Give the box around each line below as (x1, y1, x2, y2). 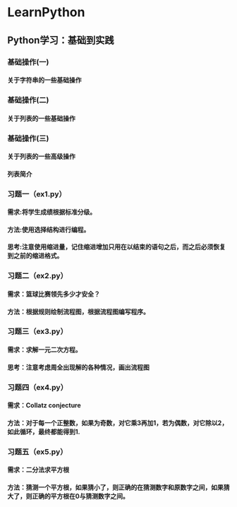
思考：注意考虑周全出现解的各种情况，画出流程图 (7, 363, 150, 371)
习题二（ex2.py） (7, 271, 68, 281)
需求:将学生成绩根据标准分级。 (7, 208, 97, 216)
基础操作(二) (7, 95, 49, 105)
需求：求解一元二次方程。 (7, 345, 82, 354)
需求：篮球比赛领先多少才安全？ (7, 290, 100, 298)
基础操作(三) (7, 133, 49, 143)
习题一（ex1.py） (7, 189, 67, 198)
